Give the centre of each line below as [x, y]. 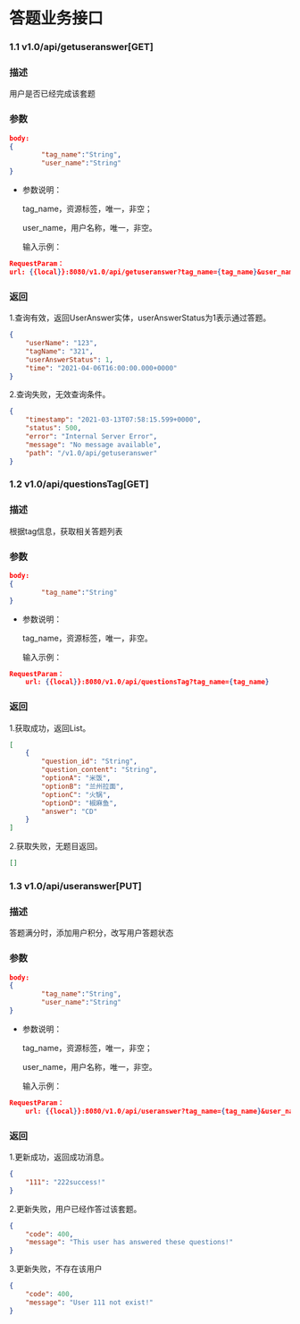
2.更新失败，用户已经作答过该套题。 [75, 1209]
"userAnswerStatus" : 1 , [70, 360]
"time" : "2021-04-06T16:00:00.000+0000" [101, 368]
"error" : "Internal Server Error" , [92, 437]
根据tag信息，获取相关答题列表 [66, 531]
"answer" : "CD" [70, 811]
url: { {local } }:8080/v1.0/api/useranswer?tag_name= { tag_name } [143, 1111]
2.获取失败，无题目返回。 [56, 846]
